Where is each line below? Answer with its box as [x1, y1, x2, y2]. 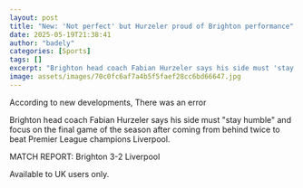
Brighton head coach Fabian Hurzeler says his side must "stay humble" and [9, 114, 292, 125]
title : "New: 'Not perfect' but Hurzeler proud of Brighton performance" [9, 22, 295, 31]
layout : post [9, 13, 59, 23]
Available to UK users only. [9, 168, 110, 179]
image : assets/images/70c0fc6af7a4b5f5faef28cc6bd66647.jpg [9, 72, 242, 81]
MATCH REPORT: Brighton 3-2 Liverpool [9, 151, 161, 162]
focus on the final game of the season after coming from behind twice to [9, 124, 280, 135]
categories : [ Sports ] [9, 47, 92, 56]
